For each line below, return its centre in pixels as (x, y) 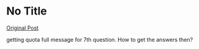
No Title (27, 11)
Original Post (23, 28)
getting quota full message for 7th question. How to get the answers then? (100, 39)
